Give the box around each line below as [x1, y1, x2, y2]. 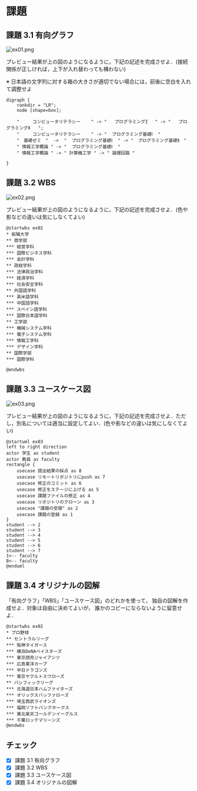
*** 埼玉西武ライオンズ [6, 699, 56, 704]
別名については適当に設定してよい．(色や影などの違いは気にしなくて [16, 420, 183, 427]
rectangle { [6, 461, 35, 467]
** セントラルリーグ [6, 636, 49, 642]
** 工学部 [6, 318, 28, 325]
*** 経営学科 [6, 244, 35, 250]
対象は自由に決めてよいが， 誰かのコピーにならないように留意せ [26, 604, 182, 611]
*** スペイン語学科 [6, 306, 48, 312]
